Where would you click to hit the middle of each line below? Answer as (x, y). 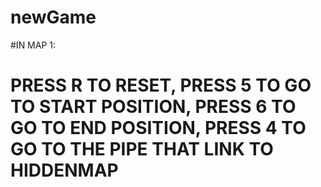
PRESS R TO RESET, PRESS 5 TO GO (161, 85)
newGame (53, 17)
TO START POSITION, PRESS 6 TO (153, 107)
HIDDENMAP (64, 170)
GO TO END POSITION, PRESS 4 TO (158, 128)
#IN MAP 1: (33, 45)
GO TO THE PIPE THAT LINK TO (142, 149)
